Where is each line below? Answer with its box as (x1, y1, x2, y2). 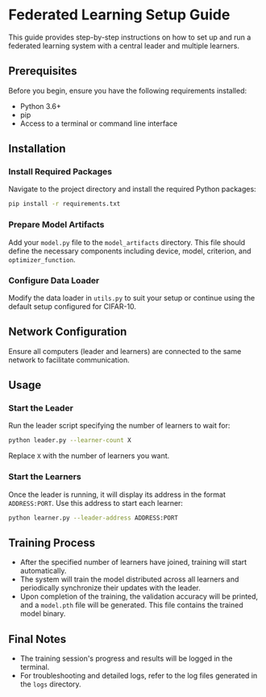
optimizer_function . (8, 254, 76, 264)
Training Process (8, 536, 95, 549)
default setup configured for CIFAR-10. (8, 301, 137, 311)
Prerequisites (8, 65, 77, 78)
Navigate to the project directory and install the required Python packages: (8, 184, 256, 194)
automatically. (19, 566, 67, 576)
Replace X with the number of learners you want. (8, 451, 170, 461)
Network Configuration (8, 325, 127, 339)
